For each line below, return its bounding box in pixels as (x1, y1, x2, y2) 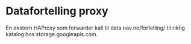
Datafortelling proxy (5, 4, 109, 18)
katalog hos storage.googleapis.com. (5, 30, 98, 37)
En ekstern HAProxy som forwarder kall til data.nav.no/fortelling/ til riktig (5, 24, 185, 31)
